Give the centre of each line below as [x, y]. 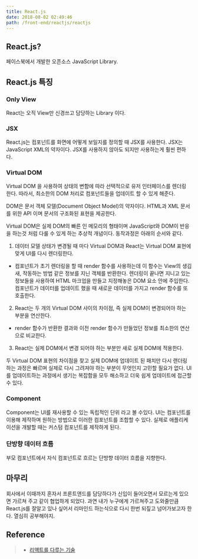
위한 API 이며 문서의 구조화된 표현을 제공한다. [64, 214]
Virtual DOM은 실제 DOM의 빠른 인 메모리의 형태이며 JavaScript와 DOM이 [92, 226]
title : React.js [26, 12]
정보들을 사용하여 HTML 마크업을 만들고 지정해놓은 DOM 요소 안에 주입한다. [102, 281]
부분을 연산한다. [33, 316]
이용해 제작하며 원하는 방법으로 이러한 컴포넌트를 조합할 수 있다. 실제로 [87, 419]
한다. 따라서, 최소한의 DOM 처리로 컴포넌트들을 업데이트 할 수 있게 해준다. [91, 193]
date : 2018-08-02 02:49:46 [39, 17]
